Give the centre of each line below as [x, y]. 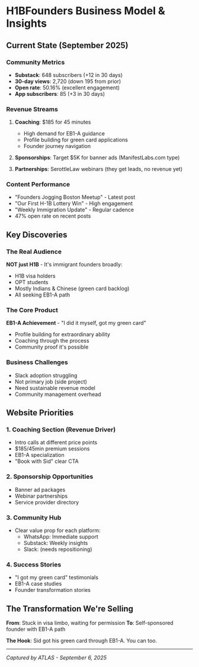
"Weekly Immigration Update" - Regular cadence [74, 210]
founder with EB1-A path [36, 629]
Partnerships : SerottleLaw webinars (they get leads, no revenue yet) [98, 169]
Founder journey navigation [57, 146]
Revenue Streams [32, 109]
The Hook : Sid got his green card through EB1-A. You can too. [82, 641]
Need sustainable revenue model [55, 388]
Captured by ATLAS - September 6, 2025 [56, 658]
